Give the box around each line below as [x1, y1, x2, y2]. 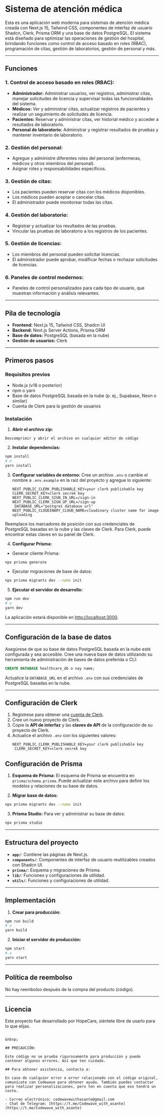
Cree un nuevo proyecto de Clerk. [12, 717, 81, 723]
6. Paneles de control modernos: [5, 274, 84, 281]
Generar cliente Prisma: [12, 550, 60, 556]
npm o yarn [12, 387, 36, 393]
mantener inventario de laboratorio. [12, 132, 83, 138]
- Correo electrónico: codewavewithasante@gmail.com [5, 1097, 115, 1102]
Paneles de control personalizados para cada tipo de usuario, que [12, 285, 145, 291]
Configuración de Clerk [5, 699, 78, 707]
